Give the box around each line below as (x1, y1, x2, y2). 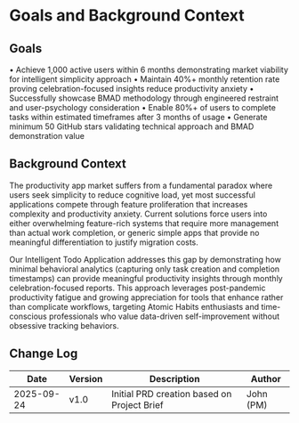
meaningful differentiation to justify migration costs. (9, 237, 198, 248)
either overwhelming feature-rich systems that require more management (9, 217, 279, 228)
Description (149, 372, 200, 385)
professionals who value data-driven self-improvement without (48, 311, 280, 321)
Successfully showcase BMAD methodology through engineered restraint (9, 93, 279, 103)
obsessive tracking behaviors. (9, 320, 119, 330)
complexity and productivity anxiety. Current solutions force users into (9, 208, 268, 219)
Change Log (9, 346, 78, 362)
